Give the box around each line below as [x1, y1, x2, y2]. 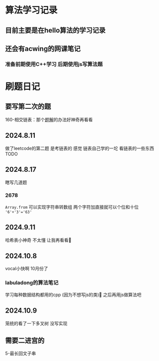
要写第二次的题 [5, 102, 51, 111]
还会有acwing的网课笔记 [5, 44, 81, 53]
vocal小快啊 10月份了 [5, 266, 48, 272]
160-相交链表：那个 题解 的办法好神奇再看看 [5, 116, 93, 122]
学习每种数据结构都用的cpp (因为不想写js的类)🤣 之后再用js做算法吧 [5, 292, 142, 298]
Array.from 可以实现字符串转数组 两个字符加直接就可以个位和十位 [5, 204, 139, 210]
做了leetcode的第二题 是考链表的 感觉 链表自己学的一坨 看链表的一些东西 [5, 145, 155, 151]
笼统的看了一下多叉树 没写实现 [5, 320, 68, 326]
